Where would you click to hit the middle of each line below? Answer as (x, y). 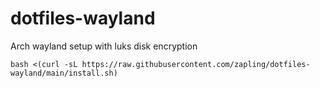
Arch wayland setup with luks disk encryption (104, 46)
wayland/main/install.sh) (64, 73)
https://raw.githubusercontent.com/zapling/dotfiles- (196, 64)
